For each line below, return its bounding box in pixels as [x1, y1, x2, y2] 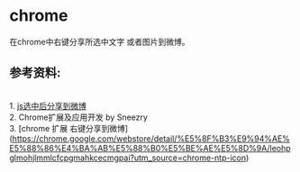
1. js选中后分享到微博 [9, 100, 87, 111]
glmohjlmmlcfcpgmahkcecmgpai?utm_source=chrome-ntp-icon [9, 152, 246, 163]
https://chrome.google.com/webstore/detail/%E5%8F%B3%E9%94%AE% [12, 132, 291, 144]
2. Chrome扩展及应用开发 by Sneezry [9, 112, 149, 122]
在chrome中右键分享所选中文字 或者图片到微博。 [9, 36, 191, 47]
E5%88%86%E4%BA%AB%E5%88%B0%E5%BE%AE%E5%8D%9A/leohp [9, 142, 291, 153]
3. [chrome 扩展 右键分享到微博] [9, 122, 129, 133]
